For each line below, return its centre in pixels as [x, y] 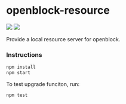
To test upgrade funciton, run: [43, 84]
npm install [21, 67]
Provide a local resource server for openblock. [63, 39]
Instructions [24, 54]
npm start [19, 73]
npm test [17, 95]
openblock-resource [58, 10]
